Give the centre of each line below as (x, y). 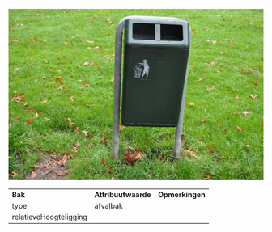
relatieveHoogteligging (49, 217)
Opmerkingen (181, 194)
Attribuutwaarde (123, 194)
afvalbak (109, 205)
